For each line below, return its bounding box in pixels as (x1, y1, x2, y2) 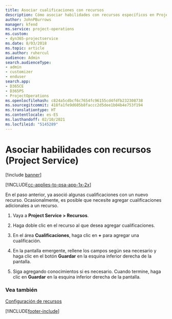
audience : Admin (5, 55, 40, 60)
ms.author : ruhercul (5, 50, 50, 55)
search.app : (5, 79, 31, 84)
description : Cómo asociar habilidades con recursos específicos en (5, 12, 155, 17)
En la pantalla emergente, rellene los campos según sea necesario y (12, 247, 157, 253)
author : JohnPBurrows (5, 17, 52, 22)
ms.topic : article (5, 46, 45, 51)
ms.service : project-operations (5, 27, 74, 32)
